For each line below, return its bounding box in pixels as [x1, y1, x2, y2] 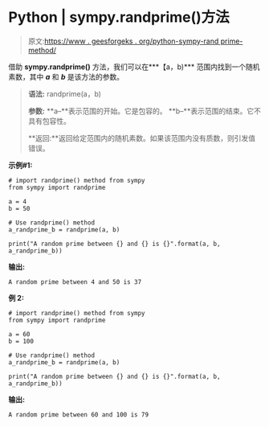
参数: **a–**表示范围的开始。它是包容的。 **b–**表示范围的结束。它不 [27, 106, 261, 116]
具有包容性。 [27, 116, 71, 125]
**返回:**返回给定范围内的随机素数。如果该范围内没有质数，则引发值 [27, 133, 255, 142]
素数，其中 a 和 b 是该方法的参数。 [8, 72, 124, 81]
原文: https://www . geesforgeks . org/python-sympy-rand [27, 36, 219, 46]
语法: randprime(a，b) [27, 88, 102, 98]
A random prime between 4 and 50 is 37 [8, 277, 142, 286]
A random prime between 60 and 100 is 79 [8, 410, 149, 419]
